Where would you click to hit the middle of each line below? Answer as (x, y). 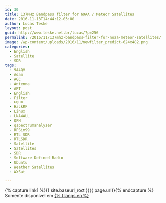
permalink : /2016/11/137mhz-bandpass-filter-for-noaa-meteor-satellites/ (83, 38)
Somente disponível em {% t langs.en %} (47, 196)
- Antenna (20, 84)
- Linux (18, 112)
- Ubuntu (19, 162)
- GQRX (16, 102)
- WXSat (18, 172)
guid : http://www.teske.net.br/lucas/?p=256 (52, 33)
